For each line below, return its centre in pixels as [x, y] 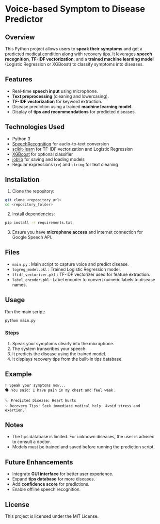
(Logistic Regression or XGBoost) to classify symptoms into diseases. [74, 64]
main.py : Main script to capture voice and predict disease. [71, 264]
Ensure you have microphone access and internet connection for [77, 232]
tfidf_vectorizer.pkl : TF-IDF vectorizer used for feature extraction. [81, 274]
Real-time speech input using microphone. [55, 91]
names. [19, 285]
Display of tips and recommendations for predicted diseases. [74, 111]
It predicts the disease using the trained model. [59, 354]
